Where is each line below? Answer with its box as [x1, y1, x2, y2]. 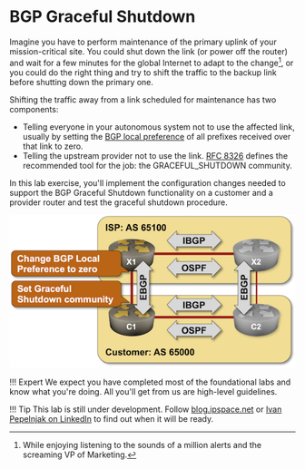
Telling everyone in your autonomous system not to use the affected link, [22, 121, 295, 132]
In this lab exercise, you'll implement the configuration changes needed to [9, 177, 286, 188]
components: [9, 103, 59, 114]
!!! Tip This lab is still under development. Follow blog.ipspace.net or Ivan [9, 404, 282, 415]
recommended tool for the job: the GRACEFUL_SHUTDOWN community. [22, 160, 292, 171]
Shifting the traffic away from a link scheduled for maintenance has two [9, 93, 277, 105]
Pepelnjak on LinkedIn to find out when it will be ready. [9, 413, 214, 424]
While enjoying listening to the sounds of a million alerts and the [22, 439, 262, 450]
